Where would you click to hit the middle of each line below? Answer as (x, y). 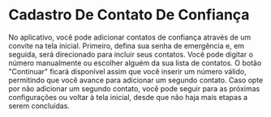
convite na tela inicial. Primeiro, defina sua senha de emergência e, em (127, 45)
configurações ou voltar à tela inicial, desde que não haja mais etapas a (128, 97)
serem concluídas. (39, 106)
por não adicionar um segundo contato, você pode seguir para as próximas (134, 88)
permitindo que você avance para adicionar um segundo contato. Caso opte (136, 80)
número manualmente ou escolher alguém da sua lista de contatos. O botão (135, 63)
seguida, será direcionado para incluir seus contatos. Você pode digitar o (131, 54)
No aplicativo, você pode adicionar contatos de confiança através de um (130, 37)
